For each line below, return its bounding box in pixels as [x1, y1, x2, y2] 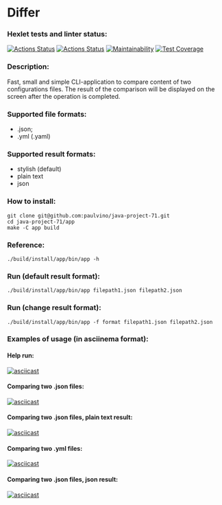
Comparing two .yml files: [7, 444, 83, 452]
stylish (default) [16, 165, 62, 173]
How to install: [7, 197, 56, 207]
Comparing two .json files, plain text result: [7, 413, 133, 421]
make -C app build [7, 224, 60, 231]
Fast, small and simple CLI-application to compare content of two [7, 78, 192, 86]
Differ [7, 5, 40, 21]
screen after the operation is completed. [7, 92, 121, 100]
